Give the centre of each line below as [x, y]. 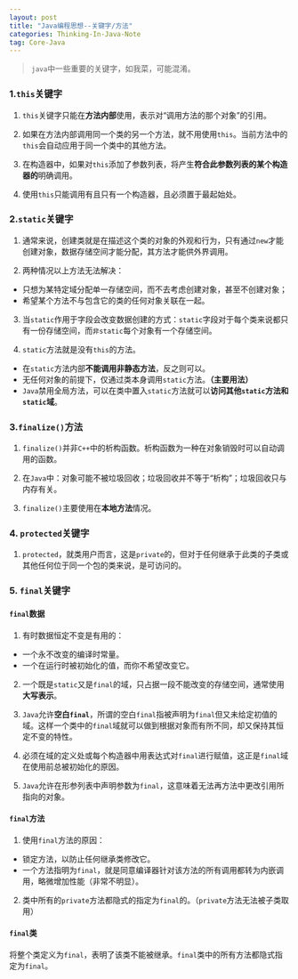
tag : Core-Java [37, 42]
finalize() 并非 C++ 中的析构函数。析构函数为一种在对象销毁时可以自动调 [153, 448]
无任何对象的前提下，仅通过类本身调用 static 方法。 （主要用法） [137, 379]
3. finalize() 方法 [46, 426]
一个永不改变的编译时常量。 [73, 654]
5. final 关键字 [40, 591]
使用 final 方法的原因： [63, 840]
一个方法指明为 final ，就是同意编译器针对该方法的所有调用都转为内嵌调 [153, 870]
